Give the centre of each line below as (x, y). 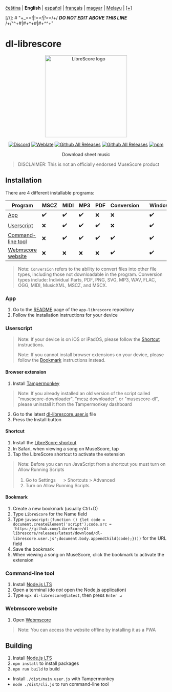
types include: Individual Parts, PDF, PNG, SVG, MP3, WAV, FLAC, (87, 279)
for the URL (155, 538)
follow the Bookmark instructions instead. (62, 360)
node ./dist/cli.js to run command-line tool (61, 684)
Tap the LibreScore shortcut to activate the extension (69, 454)
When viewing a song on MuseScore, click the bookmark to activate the (89, 554)
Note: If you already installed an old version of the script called (84, 393)
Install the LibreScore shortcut (45, 442)
